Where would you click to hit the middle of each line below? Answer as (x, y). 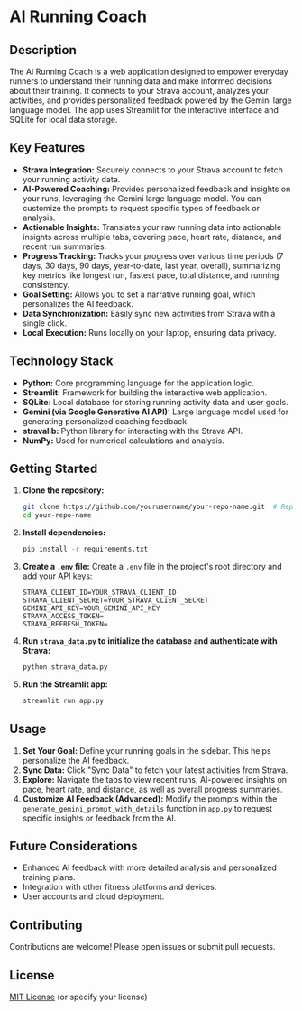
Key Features (47, 148)
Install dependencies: (64, 533)
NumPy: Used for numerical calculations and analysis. (124, 441)
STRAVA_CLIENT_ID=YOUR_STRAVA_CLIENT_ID (99, 593)
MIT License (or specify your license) (78, 997)
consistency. (46, 284)
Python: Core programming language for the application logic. (138, 383)
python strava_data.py (65, 667)
